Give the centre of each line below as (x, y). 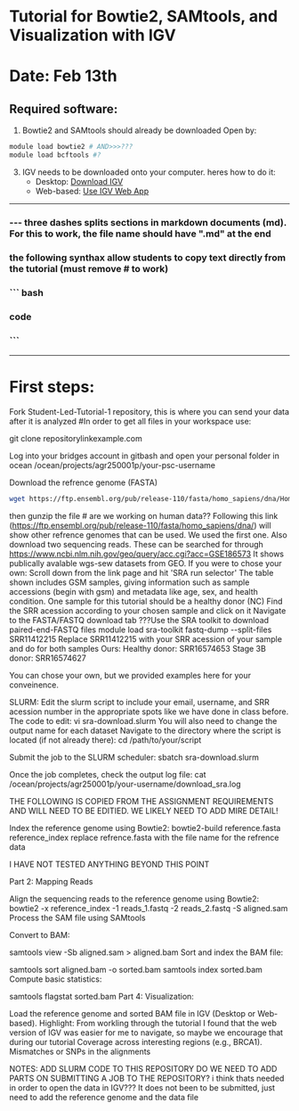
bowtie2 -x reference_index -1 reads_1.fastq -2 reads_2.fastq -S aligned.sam (149, 908)
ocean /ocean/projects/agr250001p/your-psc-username (113, 465)
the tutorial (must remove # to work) (89, 268)
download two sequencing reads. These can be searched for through (137, 544)
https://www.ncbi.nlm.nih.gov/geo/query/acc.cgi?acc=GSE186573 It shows (147, 554)
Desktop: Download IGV (79, 181)
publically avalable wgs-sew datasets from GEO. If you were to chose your (145, 563)
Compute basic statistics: (56, 979)
